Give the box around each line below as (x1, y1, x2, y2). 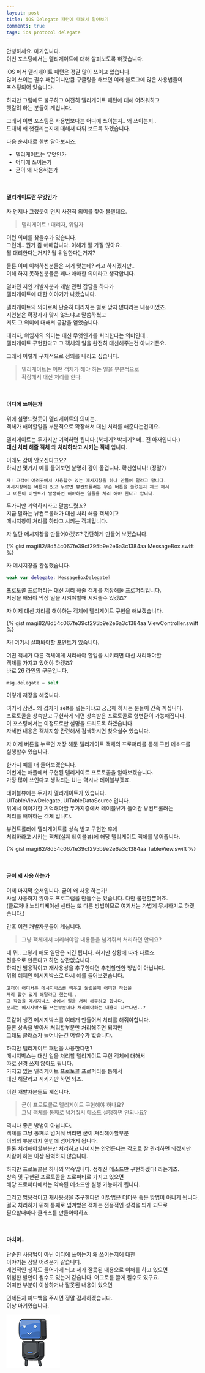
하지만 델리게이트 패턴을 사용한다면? (6, 1044, 93, 1052)
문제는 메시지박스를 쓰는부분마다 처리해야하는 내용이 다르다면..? (6, 1004, 146, 1011)
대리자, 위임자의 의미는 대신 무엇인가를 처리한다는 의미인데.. (6, 332, 149, 339)
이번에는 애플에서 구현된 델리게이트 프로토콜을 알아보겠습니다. (6, 769, 154, 776)
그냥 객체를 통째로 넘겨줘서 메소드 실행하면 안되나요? (21, 1109, 147, 1116)
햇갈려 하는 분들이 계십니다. (6, 104, 72, 111)
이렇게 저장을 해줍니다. (6, 692, 61, 699)
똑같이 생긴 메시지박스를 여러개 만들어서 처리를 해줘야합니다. (6, 1016, 151, 1023)
